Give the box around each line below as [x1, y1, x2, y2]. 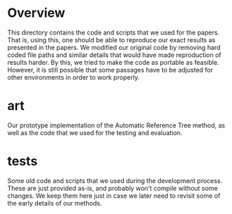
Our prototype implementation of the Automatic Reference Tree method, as [7, 121, 226, 130]
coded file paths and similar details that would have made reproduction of [7, 51, 221, 59]
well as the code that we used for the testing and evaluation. [7, 128, 183, 137]
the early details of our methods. [7, 199, 102, 207]
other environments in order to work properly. [7, 73, 140, 82]
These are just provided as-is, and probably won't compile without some [7, 184, 219, 192]
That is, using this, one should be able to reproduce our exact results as [7, 35, 216, 44]
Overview [7, 5, 66, 21]
